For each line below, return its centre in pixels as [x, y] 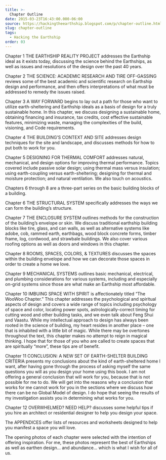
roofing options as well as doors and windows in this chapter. [67, 244]
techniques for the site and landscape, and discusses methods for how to [80, 142]
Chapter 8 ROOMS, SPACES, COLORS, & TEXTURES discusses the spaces [81, 253]
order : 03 [15, 42]
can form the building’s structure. [39, 208]
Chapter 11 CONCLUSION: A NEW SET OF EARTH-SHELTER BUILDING [77, 356]
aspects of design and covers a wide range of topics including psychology [81, 304]
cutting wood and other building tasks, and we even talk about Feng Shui [79, 315]
